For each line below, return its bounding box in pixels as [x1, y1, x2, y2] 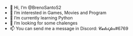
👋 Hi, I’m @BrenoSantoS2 [9, 5, 62, 10]
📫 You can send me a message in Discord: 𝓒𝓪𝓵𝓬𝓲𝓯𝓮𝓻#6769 [9, 26, 129, 31]
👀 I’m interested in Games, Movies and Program [9, 10, 107, 16]
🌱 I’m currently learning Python [9, 15, 73, 20]
